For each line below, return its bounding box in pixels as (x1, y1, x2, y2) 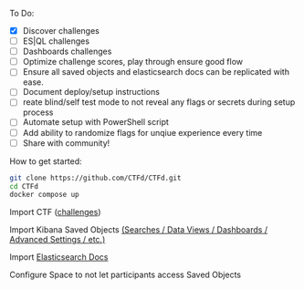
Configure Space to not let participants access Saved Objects (9, 269, 242, 281)
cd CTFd (9, 181, 39, 191)
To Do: (9, 8, 35, 18)
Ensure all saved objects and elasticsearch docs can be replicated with (22, 67, 290, 77)
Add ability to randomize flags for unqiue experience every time (22, 127, 263, 138)
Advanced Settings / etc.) (9, 234, 106, 245)
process (22, 107, 54, 118)
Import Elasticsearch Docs (9, 252, 109, 263)
